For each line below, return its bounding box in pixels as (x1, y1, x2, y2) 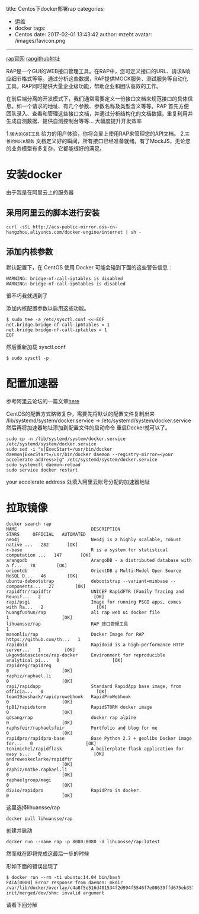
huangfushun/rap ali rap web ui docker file (6, 610, 161, 615)
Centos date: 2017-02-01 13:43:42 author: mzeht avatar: (14, 31, 152, 37)
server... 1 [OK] (6, 647, 76, 653)
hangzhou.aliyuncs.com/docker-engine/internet (6, 229, 123, 235)
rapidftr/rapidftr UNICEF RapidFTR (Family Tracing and (6, 589, 184, 595)
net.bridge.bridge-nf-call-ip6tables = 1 (6, 322, 110, 328)
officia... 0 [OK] (6, 689, 108, 695)
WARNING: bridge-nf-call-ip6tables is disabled (6, 281, 126, 287)
